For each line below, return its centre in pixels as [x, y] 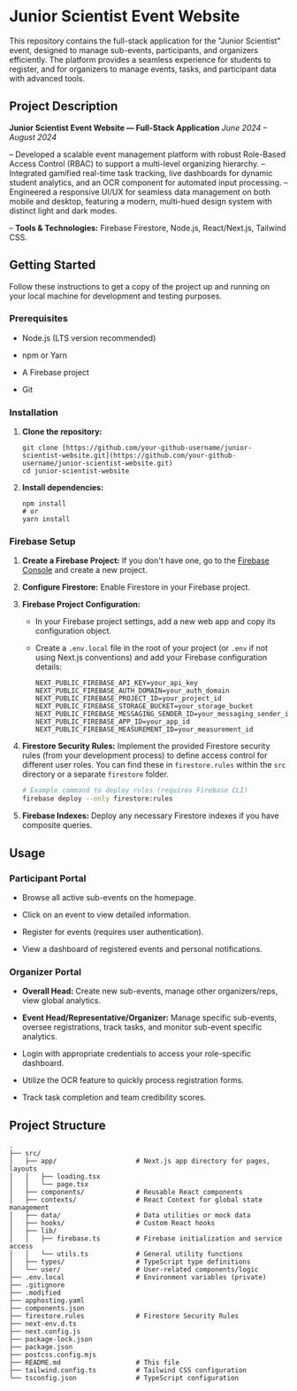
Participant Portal [48, 878]
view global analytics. [61, 1001]
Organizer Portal [46, 971]
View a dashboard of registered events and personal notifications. [142, 948]
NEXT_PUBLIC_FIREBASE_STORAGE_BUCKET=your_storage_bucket [144, 707]
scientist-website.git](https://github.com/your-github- [129, 456]
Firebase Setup [42, 542]
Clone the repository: [62, 432]
